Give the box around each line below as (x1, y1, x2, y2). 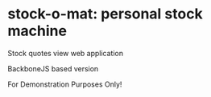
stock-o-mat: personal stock (7, 5, 203, 23)
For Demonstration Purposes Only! (7, 79, 122, 89)
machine (7, 22, 68, 40)
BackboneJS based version (7, 63, 99, 73)
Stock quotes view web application (7, 48, 124, 58)
